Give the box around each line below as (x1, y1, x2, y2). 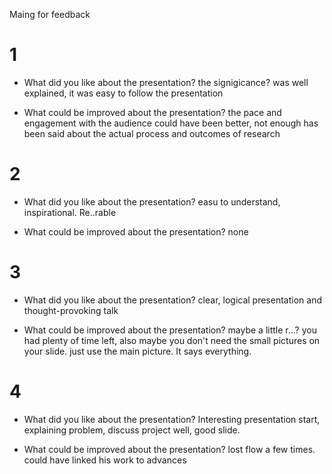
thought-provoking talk (23, 304, 119, 316)
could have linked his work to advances (23, 454, 187, 466)
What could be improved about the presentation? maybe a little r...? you (23, 324, 317, 336)
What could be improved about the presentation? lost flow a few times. (23, 443, 316, 455)
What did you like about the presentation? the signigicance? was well (23, 76, 309, 88)
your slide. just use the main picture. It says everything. (23, 345, 252, 357)
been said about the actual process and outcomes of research (23, 127, 281, 139)
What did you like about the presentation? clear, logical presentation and (23, 294, 322, 306)
